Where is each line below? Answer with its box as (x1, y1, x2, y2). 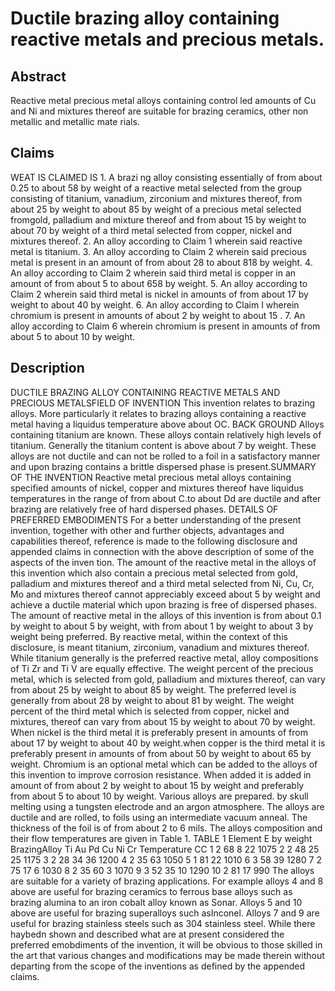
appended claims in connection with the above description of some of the (10, 545, 315, 557)
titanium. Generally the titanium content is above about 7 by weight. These (10, 439, 317, 451)
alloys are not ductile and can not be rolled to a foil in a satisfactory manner (10, 450, 321, 462)
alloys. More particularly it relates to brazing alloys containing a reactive (10, 407, 307, 419)
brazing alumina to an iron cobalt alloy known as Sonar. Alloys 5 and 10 (10, 896, 303, 908)
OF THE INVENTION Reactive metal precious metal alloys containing (10, 471, 292, 483)
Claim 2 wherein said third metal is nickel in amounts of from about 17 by (10, 288, 309, 300)
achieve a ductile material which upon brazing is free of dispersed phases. (10, 598, 318, 611)
